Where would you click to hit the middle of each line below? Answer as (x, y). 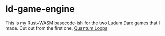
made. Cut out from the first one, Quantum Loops (56, 28)
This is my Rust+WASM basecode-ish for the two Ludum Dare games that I (83, 23)
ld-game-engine (40, 9)
